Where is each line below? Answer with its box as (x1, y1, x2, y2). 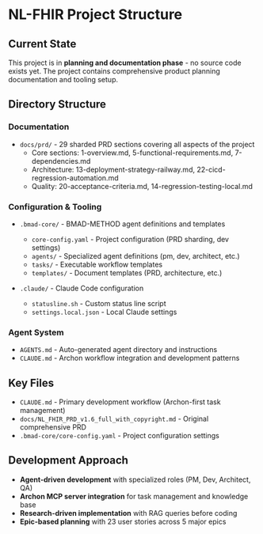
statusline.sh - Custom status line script (31, 298, 166, 308)
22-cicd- (196, 165, 226, 174)
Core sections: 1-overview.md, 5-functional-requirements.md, (31, 148, 234, 157)
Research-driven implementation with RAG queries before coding (19, 508, 238, 517)
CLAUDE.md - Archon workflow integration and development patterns (19, 354, 240, 363)
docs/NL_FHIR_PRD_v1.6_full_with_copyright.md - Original (19, 414, 209, 424)
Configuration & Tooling (8, 201, 102, 212)
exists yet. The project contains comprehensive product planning (8, 66, 220, 76)
